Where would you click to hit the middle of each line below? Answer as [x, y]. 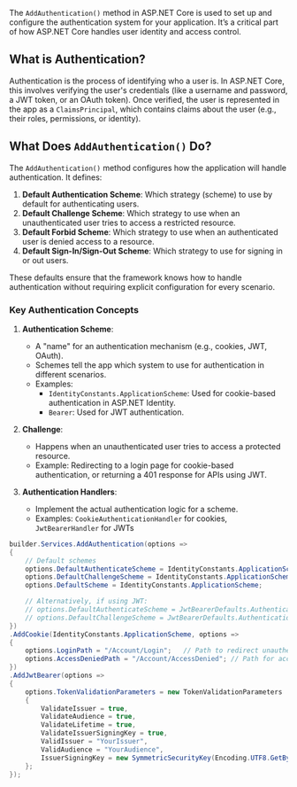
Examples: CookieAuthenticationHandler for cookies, [131, 518]
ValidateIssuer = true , [84, 708]
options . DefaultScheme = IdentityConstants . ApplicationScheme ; [144, 585]
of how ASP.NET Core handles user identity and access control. [125, 31]
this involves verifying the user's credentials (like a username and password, [148, 90]
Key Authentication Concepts [74, 309]
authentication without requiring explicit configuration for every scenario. [142, 286]
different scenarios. [71, 374]
